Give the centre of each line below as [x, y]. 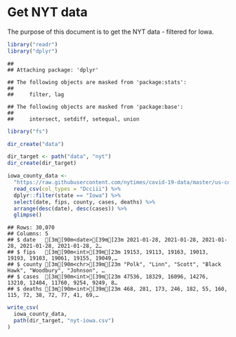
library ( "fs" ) [28, 131]
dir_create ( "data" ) [36, 144]
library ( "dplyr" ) [33, 51]
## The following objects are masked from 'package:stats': [97, 82]
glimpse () [28, 215]
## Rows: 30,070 [31, 228]
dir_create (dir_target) [42, 163]
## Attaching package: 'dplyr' [53, 70]
